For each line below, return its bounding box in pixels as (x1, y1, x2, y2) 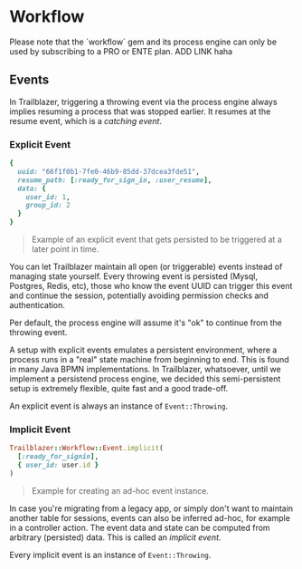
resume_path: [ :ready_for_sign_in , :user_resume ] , (17, 175, 212, 185)
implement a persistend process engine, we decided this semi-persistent (9, 373, 281, 384)
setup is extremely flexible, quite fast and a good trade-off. (9, 383, 229, 394)
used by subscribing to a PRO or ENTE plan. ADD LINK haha (9, 45, 233, 56)
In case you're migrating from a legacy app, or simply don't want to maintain (9, 503, 294, 514)
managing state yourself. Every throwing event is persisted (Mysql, (9, 271, 258, 282)
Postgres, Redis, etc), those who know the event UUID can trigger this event (9, 281, 293, 292)
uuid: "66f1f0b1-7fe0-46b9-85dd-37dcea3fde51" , (17, 167, 201, 176)
